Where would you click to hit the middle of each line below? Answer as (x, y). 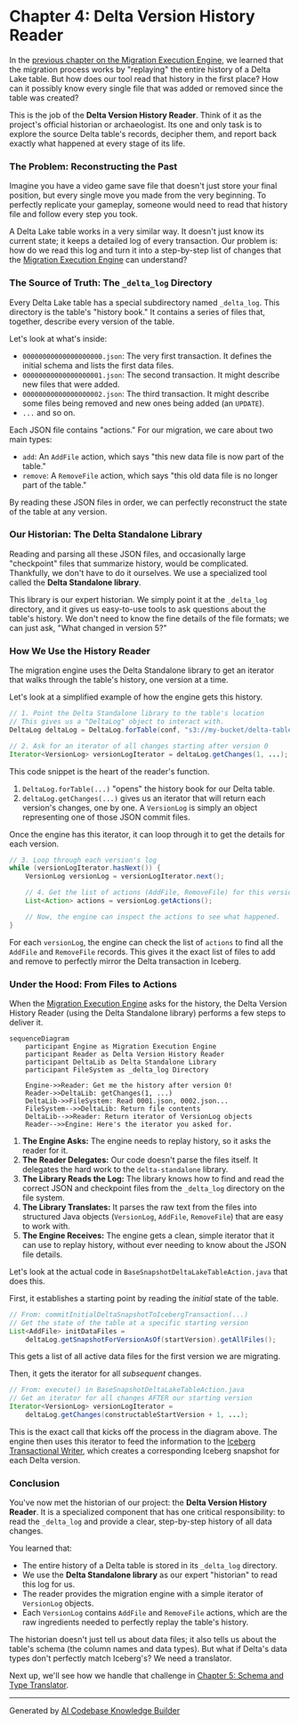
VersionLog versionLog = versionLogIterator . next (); (125, 877)
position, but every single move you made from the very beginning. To (138, 195)
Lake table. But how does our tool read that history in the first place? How (144, 78)
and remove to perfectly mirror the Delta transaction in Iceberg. (125, 961)
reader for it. (45, 1150)
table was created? (44, 97)
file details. (42, 1254)
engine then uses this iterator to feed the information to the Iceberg (133, 1441)
